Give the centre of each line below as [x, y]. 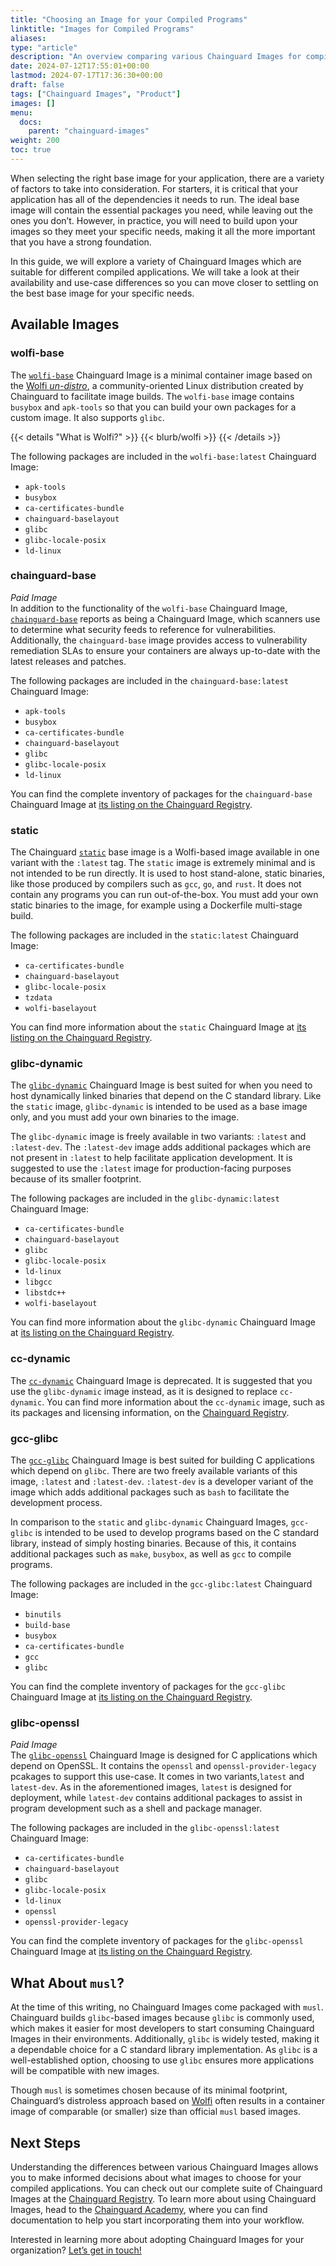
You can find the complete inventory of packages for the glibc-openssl [157, 1941]
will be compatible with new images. [85, 2071]
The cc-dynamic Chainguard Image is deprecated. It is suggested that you [161, 1380]
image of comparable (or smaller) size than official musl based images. [155, 2112]
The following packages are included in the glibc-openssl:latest [145, 1828]
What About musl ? [67, 1982]
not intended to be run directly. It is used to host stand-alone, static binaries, [168, 873]
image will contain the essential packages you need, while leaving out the [161, 210]
